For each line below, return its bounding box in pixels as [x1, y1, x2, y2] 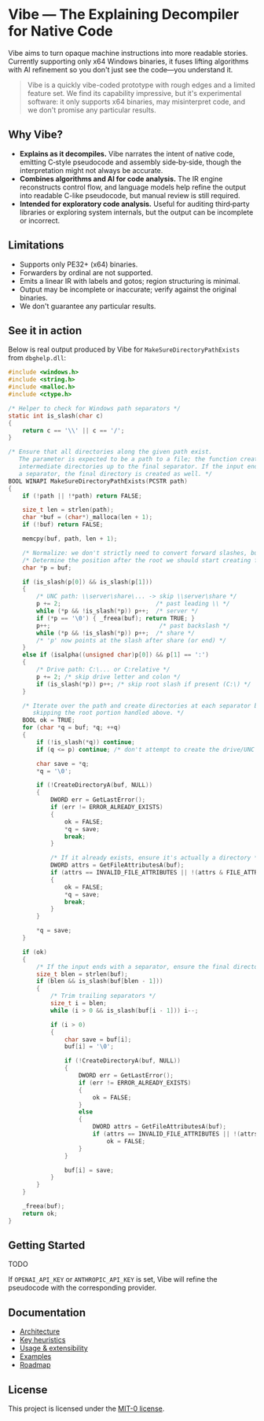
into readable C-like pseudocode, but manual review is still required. [19, 190, 241, 200]
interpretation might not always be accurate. [19, 165, 163, 175]
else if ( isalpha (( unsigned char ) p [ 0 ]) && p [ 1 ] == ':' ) [22, 651, 210, 659]
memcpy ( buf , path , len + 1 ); [22, 535, 118, 543]
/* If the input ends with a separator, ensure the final [36, 963, 230, 970]
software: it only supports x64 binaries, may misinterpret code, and [27, 97, 246, 106]
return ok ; [22, 1209, 58, 1217]
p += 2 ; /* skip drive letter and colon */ [36, 672, 181, 681]
